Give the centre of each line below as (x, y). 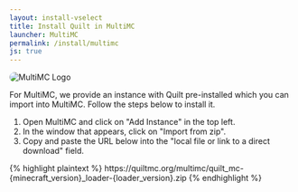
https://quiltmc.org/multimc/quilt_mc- (174, 168)
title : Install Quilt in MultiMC (72, 26)
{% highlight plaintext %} (56, 168)
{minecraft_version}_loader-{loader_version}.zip (98, 178)
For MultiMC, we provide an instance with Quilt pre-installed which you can (149, 95)
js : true (26, 52)
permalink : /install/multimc (64, 43)
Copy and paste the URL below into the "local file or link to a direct (146, 141)
